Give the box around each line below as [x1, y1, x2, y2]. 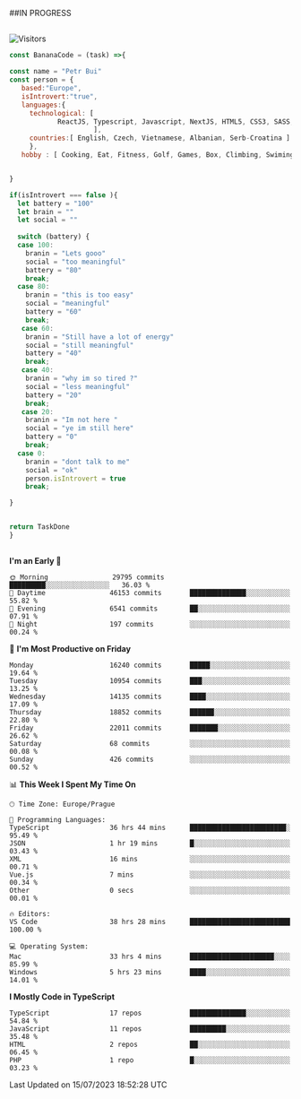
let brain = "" [17, 207, 74, 216]
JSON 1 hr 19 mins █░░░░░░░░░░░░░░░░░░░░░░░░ [9, 839, 291, 848]
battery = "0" [25, 432, 78, 442]
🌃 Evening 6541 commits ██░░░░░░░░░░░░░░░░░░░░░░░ [9, 604, 291, 613]
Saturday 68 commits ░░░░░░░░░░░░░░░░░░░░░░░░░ [9, 740, 291, 749]
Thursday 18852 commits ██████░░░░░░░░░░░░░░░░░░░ [9, 708, 291, 717]
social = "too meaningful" [25, 257, 126, 266]
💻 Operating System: [9, 942, 90, 951]
